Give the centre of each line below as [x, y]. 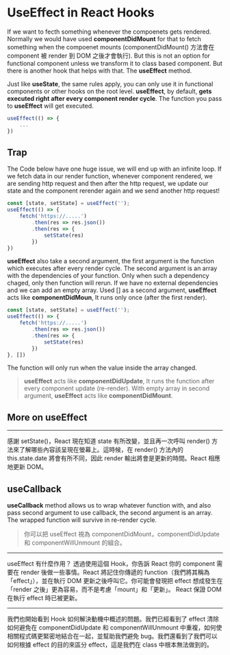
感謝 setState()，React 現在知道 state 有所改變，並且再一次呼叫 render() [108, 441]
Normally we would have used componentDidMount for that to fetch [104, 38]
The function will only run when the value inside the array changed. [102, 368]
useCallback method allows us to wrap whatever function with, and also [109, 505]
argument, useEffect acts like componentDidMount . [98, 396]
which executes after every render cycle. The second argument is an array [112, 268]
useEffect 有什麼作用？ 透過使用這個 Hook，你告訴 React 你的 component [111, 563]
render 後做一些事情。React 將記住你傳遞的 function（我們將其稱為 [115, 572]
